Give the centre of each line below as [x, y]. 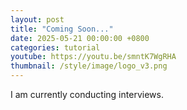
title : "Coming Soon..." [62, 29]
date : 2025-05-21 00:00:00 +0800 [80, 38]
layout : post [37, 19]
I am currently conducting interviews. [87, 94]
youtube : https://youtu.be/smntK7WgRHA [93, 57]
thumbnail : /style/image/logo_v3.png [89, 66]
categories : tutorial [55, 47]
